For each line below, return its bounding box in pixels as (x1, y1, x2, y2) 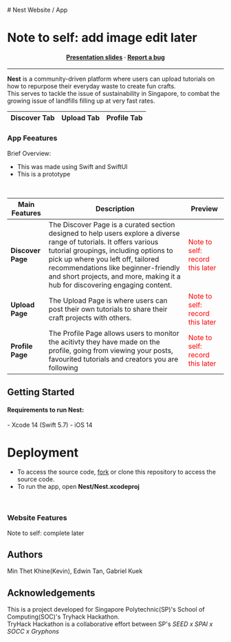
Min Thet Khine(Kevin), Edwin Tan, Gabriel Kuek (7, 567, 143, 575)
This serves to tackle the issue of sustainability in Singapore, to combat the (7, 90, 220, 98)
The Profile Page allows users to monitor (48, 328, 179, 338)
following (48, 363, 78, 372)
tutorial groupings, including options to (48, 245, 173, 255)
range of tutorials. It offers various (48, 237, 159, 246)
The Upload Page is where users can (48, 295, 168, 305)
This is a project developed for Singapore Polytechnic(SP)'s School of (7, 605, 205, 614)
